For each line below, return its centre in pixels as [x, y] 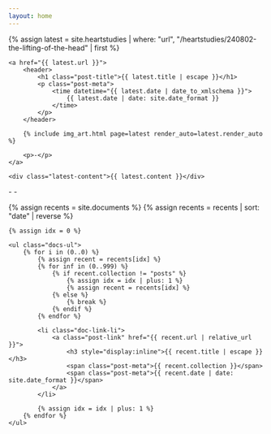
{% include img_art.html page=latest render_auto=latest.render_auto [143, 134]
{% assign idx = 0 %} [45, 231]
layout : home [30, 16]
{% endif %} [72, 309]
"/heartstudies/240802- [217, 39]
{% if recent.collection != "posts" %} [119, 273]
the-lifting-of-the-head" [48, 48]
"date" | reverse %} [41, 215]
